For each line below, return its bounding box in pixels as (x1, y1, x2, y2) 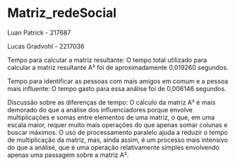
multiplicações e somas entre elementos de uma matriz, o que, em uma (7, 113, 215, 121)
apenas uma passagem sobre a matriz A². (7, 150, 129, 159)
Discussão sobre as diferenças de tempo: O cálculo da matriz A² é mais (7, 97, 216, 107)
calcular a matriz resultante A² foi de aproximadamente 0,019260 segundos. (7, 63, 229, 71)
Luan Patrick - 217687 (7, 28, 71, 37)
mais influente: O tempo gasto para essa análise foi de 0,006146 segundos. (7, 84, 227, 93)
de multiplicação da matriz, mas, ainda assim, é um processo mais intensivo (7, 136, 228, 144)
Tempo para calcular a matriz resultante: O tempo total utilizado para (7, 55, 207, 64)
